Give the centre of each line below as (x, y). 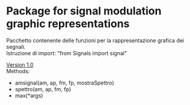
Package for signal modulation (84, 11)
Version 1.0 (20, 65)
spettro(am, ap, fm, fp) (43, 89)
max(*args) (29, 95)
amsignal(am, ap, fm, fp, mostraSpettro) (64, 83)
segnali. (16, 47)
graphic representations (68, 24)
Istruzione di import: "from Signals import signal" (67, 53)
